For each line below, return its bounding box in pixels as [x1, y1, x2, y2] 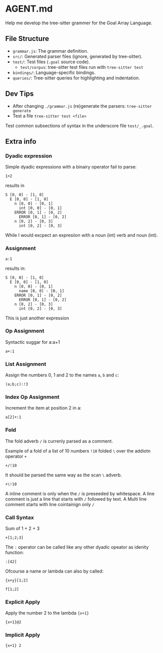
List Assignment [5, 360, 47, 368]
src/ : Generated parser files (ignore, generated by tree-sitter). [12, 53, 143, 59]
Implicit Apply [5, 631, 40, 638]
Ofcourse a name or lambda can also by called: [5, 568, 104, 575]
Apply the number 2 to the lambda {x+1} [5, 610, 90, 616]
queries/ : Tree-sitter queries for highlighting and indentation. [12, 74, 140, 81]
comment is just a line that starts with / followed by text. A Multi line [5, 496, 147, 502]
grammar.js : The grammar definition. [12, 48, 89, 54]
